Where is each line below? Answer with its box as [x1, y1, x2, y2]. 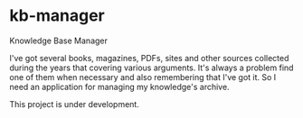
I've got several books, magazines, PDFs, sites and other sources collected [9, 52, 289, 63]
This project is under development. [9, 98, 140, 109]
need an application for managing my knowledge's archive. [9, 81, 230, 92]
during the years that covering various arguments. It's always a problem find [9, 62, 294, 73]
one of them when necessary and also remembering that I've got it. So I [9, 71, 277, 82]
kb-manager [9, 5, 106, 26]
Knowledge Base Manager [9, 35, 109, 46]
